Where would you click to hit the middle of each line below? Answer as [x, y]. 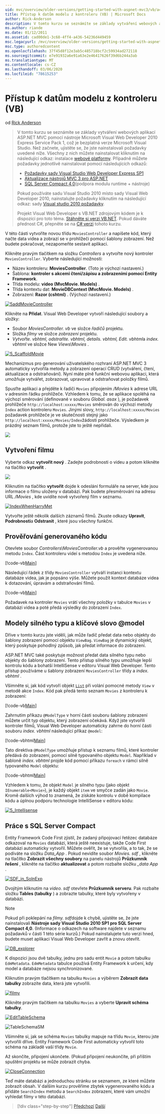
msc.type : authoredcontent [33, 46]
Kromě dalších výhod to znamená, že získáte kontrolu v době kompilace [78, 796]
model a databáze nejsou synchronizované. [49, 969]
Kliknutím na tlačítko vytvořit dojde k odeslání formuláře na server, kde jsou [82, 486]
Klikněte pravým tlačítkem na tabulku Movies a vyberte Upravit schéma [77, 1002]
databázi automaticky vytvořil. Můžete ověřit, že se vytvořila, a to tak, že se [82, 848]
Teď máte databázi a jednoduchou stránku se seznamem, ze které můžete [80, 1081]
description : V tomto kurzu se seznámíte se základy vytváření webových [81, 23]
